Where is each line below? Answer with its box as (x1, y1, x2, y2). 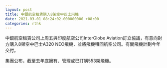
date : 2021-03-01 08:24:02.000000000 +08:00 (5, 16, 99, 21)
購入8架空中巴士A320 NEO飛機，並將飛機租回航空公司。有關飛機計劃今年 (9, 41, 161, 47)
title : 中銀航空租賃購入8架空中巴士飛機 (5, 12, 79, 17)
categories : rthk (5, 21, 41, 26)
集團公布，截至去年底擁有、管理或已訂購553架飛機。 (5, 58, 114, 64)
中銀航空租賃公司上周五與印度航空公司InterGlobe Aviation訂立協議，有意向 (5, 35, 158, 41)
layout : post (5, 7, 32, 12)
